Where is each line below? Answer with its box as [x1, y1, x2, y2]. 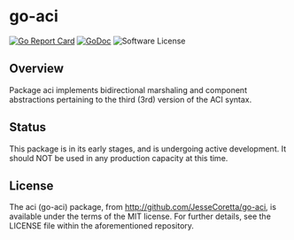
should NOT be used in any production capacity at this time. [9, 152, 228, 163]
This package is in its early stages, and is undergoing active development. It [9, 143, 286, 154]
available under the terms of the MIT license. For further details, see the [9, 211, 272, 222]
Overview [9, 61, 65, 76]
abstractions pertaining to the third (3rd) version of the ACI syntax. [9, 94, 252, 105]
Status [9, 120, 47, 135]
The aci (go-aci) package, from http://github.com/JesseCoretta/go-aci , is [9, 202, 277, 213]
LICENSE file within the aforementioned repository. [9, 221, 195, 231]
